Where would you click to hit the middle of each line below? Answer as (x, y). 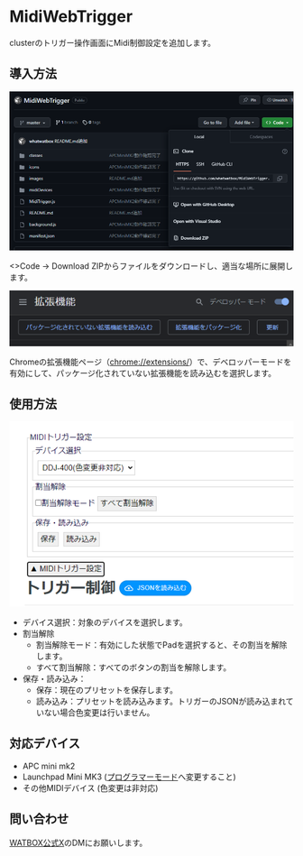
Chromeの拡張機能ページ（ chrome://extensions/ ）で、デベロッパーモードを (151, 362)
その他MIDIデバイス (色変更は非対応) (90, 787)
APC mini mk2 (49, 766)
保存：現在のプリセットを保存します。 (107, 690)
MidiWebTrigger (71, 17)
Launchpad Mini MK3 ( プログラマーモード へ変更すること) (129, 777)
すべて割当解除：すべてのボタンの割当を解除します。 (133, 667)
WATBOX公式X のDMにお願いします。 (78, 842)
